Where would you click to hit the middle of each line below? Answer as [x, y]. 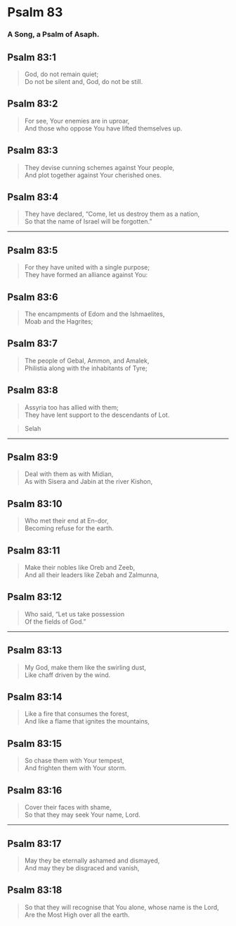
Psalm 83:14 [35, 697]
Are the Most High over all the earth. [77, 915]
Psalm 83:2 [33, 104]
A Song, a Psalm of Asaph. [53, 35]
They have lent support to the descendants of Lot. [97, 415]
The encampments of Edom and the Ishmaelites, [94, 314]
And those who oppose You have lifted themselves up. [103, 128]
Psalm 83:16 [35, 790]
